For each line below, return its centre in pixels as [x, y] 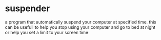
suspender [28, 9]
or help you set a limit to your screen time [47, 32]
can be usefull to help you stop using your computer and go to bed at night [80, 27]
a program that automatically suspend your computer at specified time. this [81, 22]
